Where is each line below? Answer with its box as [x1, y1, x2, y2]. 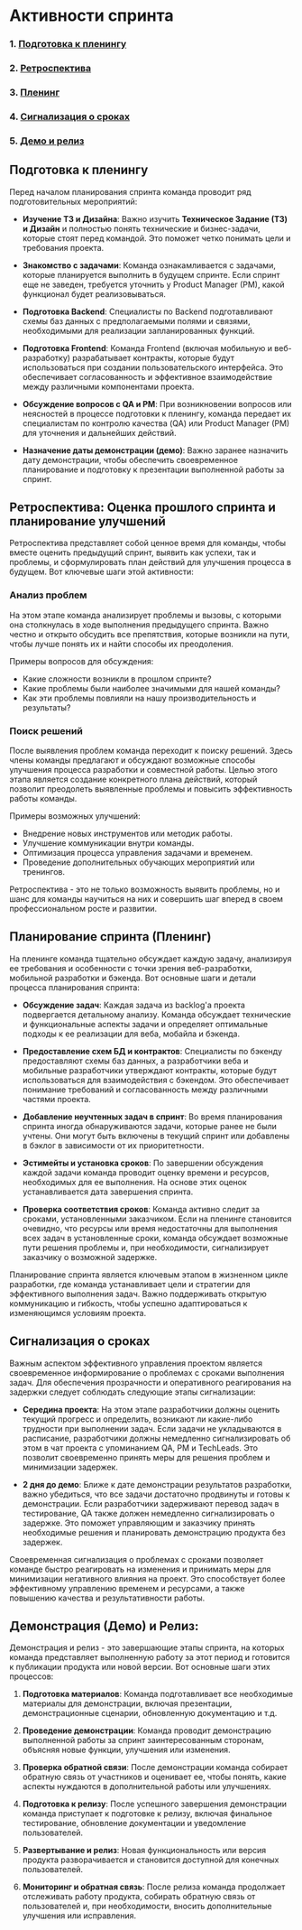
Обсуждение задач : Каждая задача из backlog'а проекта [22, 999, 246, 1010]
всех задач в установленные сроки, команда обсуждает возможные [22, 1232, 288, 1243]
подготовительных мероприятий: [9, 196, 138, 207]
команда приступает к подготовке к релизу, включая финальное [22, 1808, 273, 1819]
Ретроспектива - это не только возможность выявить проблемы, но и [9, 884, 280, 895]
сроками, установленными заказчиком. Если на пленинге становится [22, 1213, 292, 1224]
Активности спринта [9, 5, 174, 26]
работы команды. [9, 793, 78, 804]
